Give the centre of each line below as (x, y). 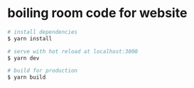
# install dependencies (43, 32)
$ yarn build (27, 77)
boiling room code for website (97, 13)
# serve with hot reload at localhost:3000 (73, 51)
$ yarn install (30, 38)
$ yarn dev (23, 58)
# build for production (43, 71)
